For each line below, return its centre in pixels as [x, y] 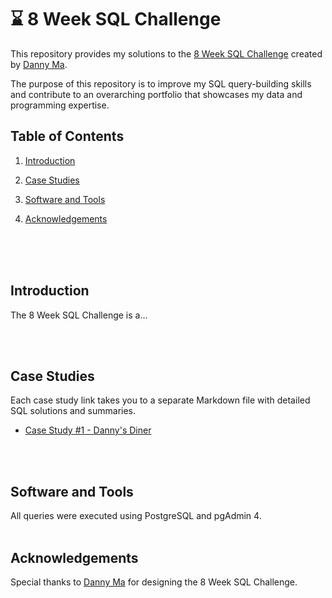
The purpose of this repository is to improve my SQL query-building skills [161, 83]
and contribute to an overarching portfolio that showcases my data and [156, 94]
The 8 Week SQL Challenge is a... [79, 315]
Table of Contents [67, 136]
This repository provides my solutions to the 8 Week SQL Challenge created [166, 53]
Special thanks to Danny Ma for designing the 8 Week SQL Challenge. [154, 582]
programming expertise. [60, 105]
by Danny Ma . [39, 64]
